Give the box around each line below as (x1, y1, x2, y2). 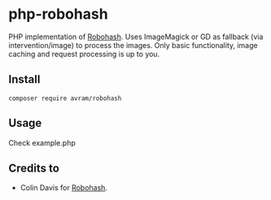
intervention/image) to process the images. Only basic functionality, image (8, 40, 258, 50)
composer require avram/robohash (8, 94, 122, 102)
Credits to (8, 161, 59, 175)
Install (8, 72, 41, 86)
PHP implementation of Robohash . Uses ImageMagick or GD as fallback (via (8, 32, 264, 41)
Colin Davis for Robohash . (20, 183, 108, 193)
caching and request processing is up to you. (8, 49, 160, 59)
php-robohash (8, 5, 108, 24)
